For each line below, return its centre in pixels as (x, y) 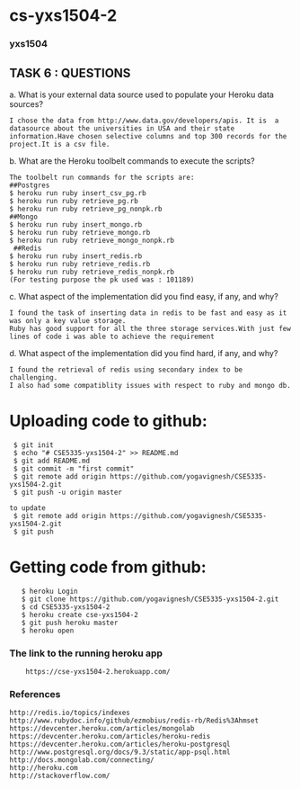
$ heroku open (48, 631)
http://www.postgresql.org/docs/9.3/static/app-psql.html (120, 752)
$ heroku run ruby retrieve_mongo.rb (80, 232)
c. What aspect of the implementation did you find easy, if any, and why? (144, 296)
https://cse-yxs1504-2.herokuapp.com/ (98, 672)
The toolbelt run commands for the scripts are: (102, 177)
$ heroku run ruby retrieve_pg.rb (74, 201)
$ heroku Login (49, 591)
